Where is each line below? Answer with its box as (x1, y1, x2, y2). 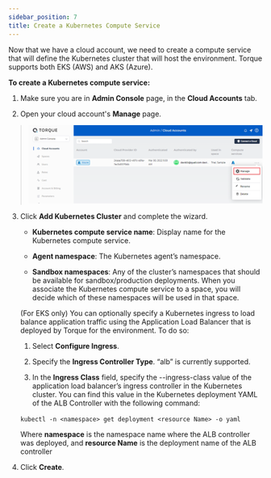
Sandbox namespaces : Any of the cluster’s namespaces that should (31, 267, 261, 277)
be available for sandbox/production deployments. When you (31, 275, 236, 286)
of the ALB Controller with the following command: (31, 398, 200, 408)
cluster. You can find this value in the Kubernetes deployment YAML (31, 390, 258, 400)
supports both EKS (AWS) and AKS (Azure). (8, 61, 153, 72)
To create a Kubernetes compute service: (8, 78, 151, 87)
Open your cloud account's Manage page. (19, 109, 161, 119)
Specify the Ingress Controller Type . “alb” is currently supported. (31, 357, 252, 367)
